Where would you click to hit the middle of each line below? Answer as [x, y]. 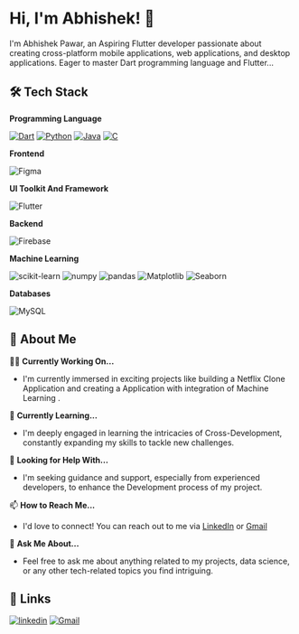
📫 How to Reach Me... [52, 505]
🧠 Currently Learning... [53, 415]
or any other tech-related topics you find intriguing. [118, 570]
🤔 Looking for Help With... [59, 460]
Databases [30, 294]
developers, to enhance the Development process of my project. [142, 487]
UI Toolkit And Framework [59, 188]
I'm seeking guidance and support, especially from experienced [141, 477]
